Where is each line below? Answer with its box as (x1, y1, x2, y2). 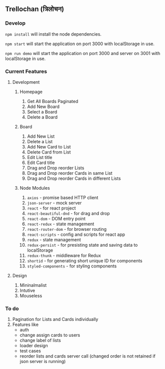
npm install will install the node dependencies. (5, 31, 102, 37)
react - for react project (27, 205, 76, 211)
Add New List (27, 133, 55, 139)
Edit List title (27, 154, 53, 160)
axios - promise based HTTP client (27, 194, 99, 201)
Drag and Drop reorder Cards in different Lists (27, 175, 121, 181)
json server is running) (19, 359, 66, 365)
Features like (12, 321, 39, 327)
